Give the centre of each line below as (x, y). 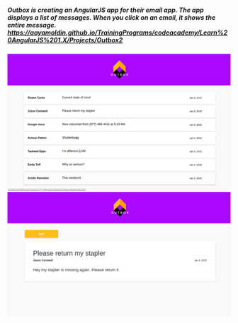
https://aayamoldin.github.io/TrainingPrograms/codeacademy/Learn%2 (118, 33)
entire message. (32, 25)
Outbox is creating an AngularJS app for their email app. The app (106, 10)
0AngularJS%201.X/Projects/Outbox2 (65, 40)
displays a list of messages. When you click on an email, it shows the (112, 17)
